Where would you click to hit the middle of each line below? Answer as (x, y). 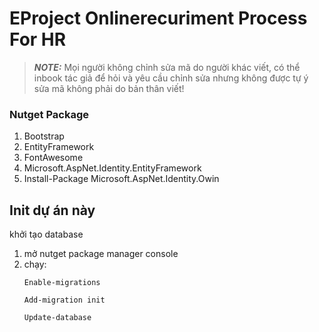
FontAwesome (53, 158)
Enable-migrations (62, 283)
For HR (38, 39)
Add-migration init (64, 300)
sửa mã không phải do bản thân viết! (109, 88)
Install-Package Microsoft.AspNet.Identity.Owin (121, 179)
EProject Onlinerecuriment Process (158, 18)
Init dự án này (52, 210)
